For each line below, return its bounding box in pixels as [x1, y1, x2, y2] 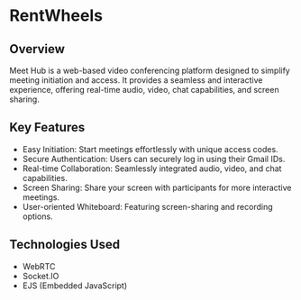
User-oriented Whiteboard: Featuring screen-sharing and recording [22, 201, 273, 212]
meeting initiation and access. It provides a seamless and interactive [9, 75, 263, 86]
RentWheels [9, 5, 104, 26]
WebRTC [22, 260, 56, 271]
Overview [9, 41, 66, 57]
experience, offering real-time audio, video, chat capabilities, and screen [9, 85, 279, 95]
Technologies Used [9, 237, 120, 252]
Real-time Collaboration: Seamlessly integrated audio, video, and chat [22, 163, 282, 174]
